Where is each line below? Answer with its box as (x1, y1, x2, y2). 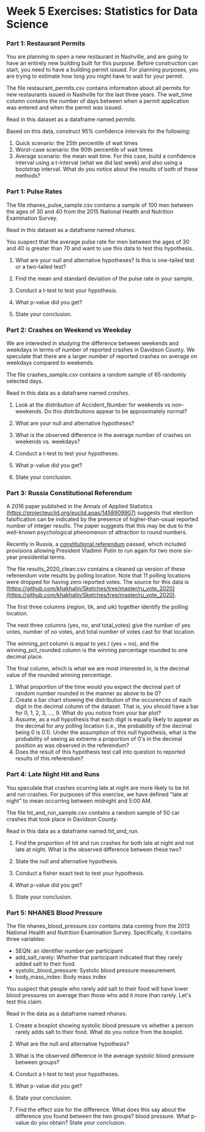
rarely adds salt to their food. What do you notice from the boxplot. (15, 1028, 184, 1035)
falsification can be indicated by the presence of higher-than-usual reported (6, 515, 199, 523)
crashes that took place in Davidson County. (6, 815, 118, 823)
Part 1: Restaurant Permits (6, 39, 86, 48)
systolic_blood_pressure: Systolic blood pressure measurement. (15, 966, 177, 974)
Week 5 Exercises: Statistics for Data (6, 4, 198, 18)
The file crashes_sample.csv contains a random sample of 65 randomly (6, 371, 187, 378)
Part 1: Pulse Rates (6, 187, 63, 196)
